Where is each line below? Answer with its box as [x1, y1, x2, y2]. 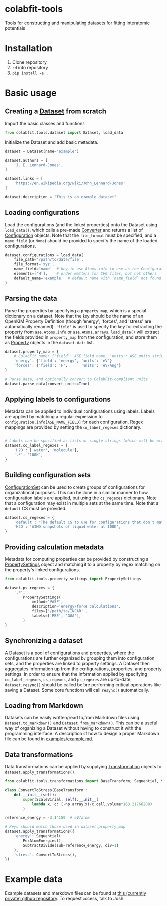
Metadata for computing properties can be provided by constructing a [5, 556, 149, 562]
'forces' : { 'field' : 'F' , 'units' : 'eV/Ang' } [14, 363, 121, 368]
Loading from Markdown [5, 701, 83, 710]
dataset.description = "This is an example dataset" [5, 194, 117, 199]
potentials [5, 25, 26, 31]
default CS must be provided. [5, 505, 67, 511]
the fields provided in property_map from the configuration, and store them [5, 334, 157, 340]
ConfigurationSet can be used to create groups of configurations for [5, 484, 145, 490]
